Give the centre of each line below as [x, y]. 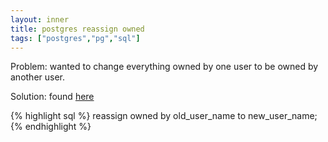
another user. [38, 77]
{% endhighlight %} [51, 127]
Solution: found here [52, 97]
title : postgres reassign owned [77, 29]
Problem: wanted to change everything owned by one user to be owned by [164, 67]
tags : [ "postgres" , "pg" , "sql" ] [75, 38]
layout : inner [40, 19]
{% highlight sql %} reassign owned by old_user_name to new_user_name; [164, 116]
